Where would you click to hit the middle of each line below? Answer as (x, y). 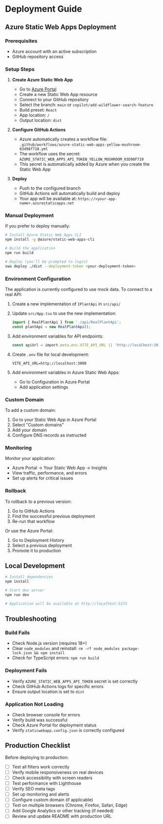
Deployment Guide (44, 9)
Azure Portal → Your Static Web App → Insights (60, 468)
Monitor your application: (30, 459)
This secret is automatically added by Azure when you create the (84, 164)
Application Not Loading (35, 704)
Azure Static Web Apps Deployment (61, 27)
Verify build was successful (40, 720)
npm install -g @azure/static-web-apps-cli (50, 240)
